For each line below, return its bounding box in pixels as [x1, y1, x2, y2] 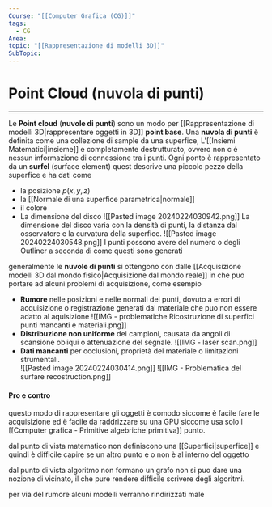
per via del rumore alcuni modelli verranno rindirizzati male [8, 490, 205, 500]
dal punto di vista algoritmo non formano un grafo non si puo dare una [8, 466, 243, 475]
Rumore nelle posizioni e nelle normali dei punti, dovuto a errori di [19, 294, 240, 304]
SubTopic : [8, 49, 42, 57]
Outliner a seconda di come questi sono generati [19, 246, 183, 256]
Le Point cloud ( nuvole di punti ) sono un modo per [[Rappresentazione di [8, 118, 255, 128]
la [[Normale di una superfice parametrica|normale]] [19, 194, 196, 204]
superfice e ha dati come [8, 170, 91, 180]
